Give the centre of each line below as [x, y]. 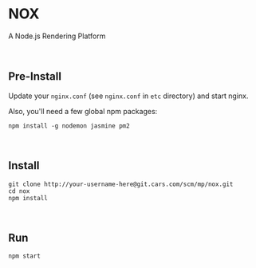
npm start [25, 256]
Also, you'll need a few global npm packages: [83, 111]
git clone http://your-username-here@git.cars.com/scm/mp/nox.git [121, 184]
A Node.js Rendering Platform [57, 36]
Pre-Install [35, 77]
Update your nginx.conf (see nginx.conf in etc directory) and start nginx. [128, 96]
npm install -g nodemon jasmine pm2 [69, 126]
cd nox [19, 191]
